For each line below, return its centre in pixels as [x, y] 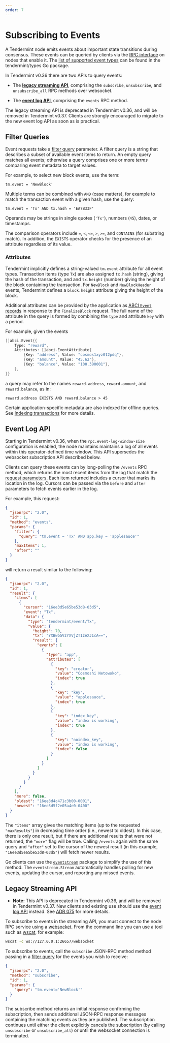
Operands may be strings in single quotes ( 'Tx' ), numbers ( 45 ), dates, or [81, 218]
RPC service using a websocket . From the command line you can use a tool [84, 927]
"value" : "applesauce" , [80, 697]
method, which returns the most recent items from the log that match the [81, 473]
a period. [15, 321]
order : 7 [14, 10]
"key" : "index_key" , [77, 716]
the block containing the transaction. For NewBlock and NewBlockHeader [78, 285]
